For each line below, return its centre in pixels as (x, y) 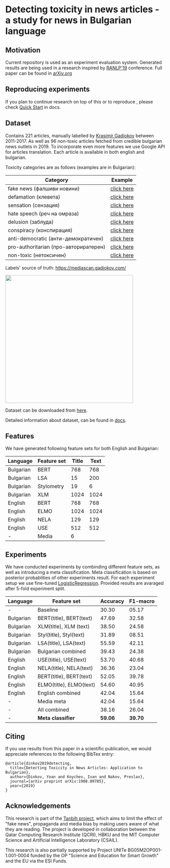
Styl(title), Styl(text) (61, 635)
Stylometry (51, 486)
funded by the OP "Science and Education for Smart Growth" (95, 855)
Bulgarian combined (62, 651)
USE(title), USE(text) (62, 660)
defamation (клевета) (34, 197)
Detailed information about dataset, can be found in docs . (66, 420)
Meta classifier (56, 718)
